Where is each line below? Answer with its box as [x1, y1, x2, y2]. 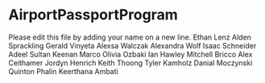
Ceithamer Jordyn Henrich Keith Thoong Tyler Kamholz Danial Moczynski [8, 58, 253, 68]
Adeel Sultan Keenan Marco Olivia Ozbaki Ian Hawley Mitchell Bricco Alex [8, 49, 253, 59]
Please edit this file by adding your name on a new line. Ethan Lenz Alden [8, 32, 252, 42]
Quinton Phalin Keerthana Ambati [8, 66, 118, 76]
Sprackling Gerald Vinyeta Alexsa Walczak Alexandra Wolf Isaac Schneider [8, 40, 257, 50]
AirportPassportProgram [8, 6, 179, 24]
